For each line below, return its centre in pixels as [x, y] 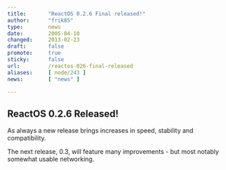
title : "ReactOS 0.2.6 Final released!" [77, 14]
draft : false [36, 46]
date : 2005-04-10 [44, 33]
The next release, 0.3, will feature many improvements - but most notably [113, 152]
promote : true [34, 53]
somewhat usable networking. [51, 159]
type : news [34, 27]
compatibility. [27, 138]
